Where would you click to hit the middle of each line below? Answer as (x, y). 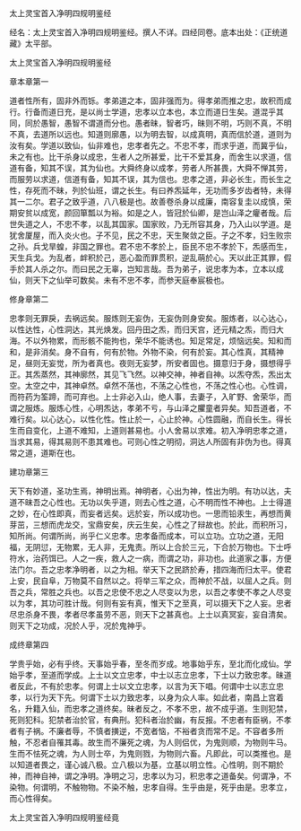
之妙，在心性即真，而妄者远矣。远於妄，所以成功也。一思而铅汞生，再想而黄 (150, 513)
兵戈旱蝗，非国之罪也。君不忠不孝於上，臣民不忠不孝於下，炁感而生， (162, 246)
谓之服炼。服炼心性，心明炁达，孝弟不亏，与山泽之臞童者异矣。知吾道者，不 (150, 408)
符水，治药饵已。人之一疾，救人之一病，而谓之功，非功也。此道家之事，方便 (150, 558)
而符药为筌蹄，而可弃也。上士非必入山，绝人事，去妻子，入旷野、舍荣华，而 (150, 397)
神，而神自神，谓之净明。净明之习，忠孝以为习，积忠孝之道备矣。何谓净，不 (150, 776)
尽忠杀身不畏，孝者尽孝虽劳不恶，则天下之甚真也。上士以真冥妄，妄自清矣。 (150, 614)
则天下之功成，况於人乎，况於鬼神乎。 (80, 625)
